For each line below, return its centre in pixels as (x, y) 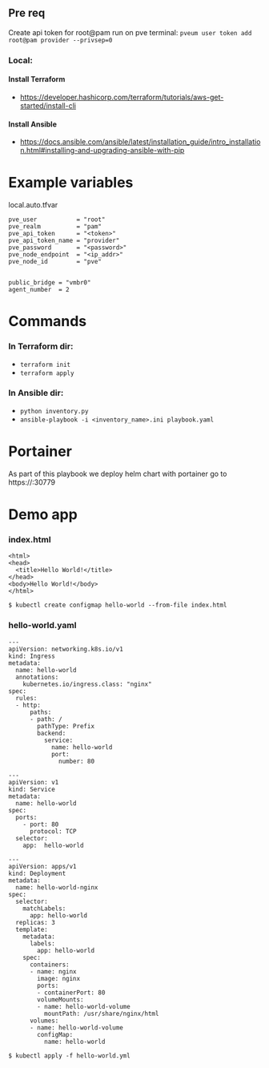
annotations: (37, 677)
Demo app (43, 514)
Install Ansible (33, 124)
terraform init (45, 365)
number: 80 (76, 761)
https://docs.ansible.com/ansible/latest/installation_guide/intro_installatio (140, 142)
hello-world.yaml (42, 626)
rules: (26, 698)
